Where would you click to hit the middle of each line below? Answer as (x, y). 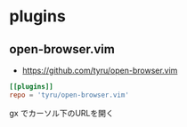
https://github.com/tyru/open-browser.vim (100, 70)
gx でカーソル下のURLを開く (61, 113)
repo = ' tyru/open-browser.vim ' (69, 95)
